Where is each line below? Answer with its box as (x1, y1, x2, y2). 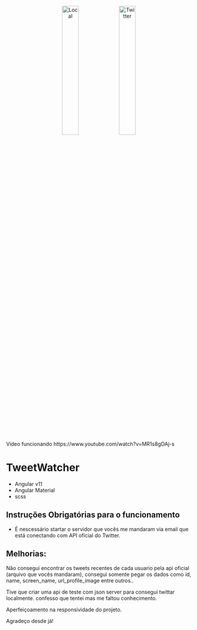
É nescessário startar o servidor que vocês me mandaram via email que (14, 525, 189, 532)
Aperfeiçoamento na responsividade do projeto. (6, 606, 122, 613)
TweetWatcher (6, 461, 80, 474)
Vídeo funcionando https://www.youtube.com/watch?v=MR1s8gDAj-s (6, 441, 175, 447)
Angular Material (14, 487, 55, 494)
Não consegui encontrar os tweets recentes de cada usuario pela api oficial (6, 564, 189, 571)
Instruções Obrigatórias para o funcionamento (6, 510, 181, 520)
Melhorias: (6, 549, 47, 559)
